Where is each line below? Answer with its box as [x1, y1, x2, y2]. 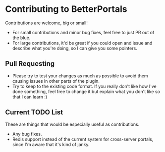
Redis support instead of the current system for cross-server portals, [12, 136, 154, 142]
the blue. [12, 35, 31, 41]
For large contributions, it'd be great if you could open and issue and [12, 40, 153, 46]
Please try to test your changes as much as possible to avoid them [12, 73, 148, 79]
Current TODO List [5, 108, 63, 117]
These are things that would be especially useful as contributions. [5, 121, 140, 127]
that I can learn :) [12, 94, 48, 100]
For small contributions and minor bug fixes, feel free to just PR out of [12, 29, 155, 35]
